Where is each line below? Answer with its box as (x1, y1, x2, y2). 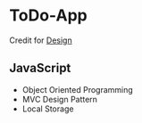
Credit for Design (9, 35, 73, 45)
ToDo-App (9, 5, 88, 26)
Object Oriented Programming (21, 84, 134, 94)
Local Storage (21, 103, 74, 114)
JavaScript (9, 61, 71, 76)
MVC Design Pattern (21, 94, 98, 104)
